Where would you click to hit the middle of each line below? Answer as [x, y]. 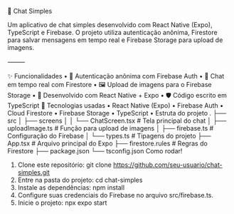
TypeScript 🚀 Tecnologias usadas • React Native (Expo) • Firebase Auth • [116, 106]
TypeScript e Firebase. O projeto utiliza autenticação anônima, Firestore [113, 32]
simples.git [33, 172]
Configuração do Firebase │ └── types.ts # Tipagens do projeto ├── [109, 136]
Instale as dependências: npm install [71, 188]
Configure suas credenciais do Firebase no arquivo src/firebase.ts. [116, 195]
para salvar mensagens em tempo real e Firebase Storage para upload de [115, 40]
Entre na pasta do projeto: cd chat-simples [80, 180]
